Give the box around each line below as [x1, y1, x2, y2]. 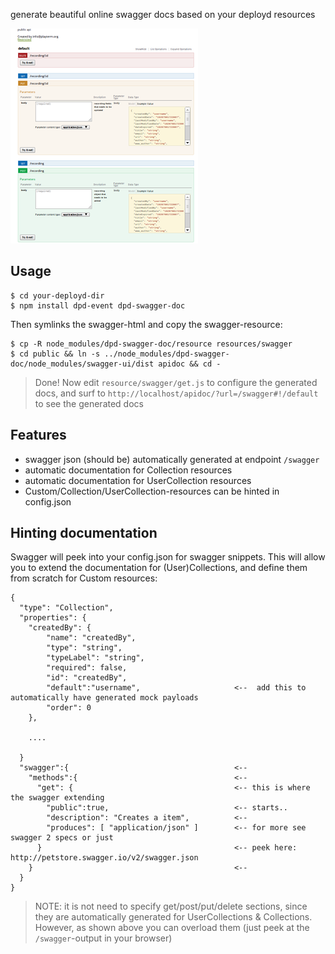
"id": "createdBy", [46, 673, 128, 683]
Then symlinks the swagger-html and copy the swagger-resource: [10, 318, 283, 330]
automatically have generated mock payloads [10, 693, 199, 703]
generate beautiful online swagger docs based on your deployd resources [10, 9, 316, 20]
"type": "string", [46, 643, 123, 653]
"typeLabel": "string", [46, 653, 145, 663]
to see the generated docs [34, 397, 144, 409]
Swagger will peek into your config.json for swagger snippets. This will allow [10, 551, 326, 563]
